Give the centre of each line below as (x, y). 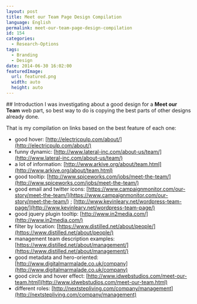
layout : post (22, 11)
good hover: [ (31, 139)
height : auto (27, 88)
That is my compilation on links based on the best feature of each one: (91, 128)
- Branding (25, 55)
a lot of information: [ (40, 164)
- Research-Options (35, 44)
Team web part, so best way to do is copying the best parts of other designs (98, 110)
